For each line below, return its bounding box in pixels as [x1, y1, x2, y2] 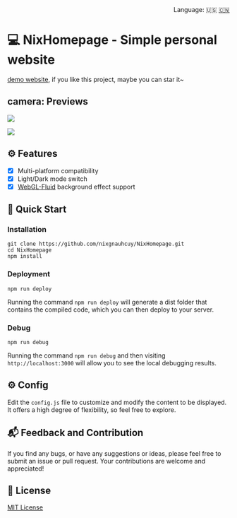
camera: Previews [7, 95, 88, 107]
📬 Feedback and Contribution [7, 427, 144, 439]
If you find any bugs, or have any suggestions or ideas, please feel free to [7, 449, 221, 457]
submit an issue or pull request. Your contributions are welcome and [7, 457, 206, 465]
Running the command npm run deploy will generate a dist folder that [7, 298, 207, 306]
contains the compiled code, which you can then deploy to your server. [7, 305, 214, 314]
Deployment [7, 269, 51, 279]
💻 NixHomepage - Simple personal [7, 32, 217, 48]
